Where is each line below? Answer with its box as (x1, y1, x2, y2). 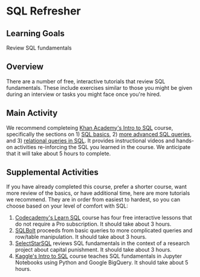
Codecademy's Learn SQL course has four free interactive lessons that (15, 214, 192, 221)
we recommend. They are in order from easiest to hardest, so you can (6, 196, 181, 203)
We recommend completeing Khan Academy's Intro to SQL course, (6, 124, 173, 131)
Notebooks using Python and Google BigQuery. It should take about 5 (15, 259, 189, 266)
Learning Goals (6, 28, 65, 39)
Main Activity (6, 108, 58, 118)
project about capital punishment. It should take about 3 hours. (15, 246, 172, 253)
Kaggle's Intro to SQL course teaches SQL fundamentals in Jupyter (15, 252, 182, 260)
